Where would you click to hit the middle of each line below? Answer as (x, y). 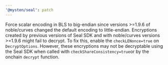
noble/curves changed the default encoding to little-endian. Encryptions (81, 30)
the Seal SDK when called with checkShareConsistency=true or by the (77, 51)
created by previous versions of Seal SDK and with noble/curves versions (83, 35)
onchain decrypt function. (32, 57)
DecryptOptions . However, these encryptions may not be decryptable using (84, 46)
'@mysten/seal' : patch (29, 10)
